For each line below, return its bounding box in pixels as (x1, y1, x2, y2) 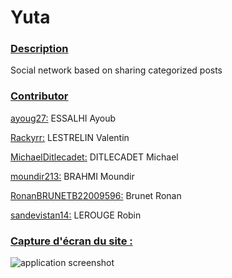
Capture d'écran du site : (10, 234, 133, 248)
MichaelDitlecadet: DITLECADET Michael (10, 151, 179, 163)
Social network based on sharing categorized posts (10, 64, 223, 76)
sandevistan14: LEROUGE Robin (10, 209, 142, 221)
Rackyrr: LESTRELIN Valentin (10, 131, 130, 143)
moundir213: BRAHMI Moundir (10, 170, 135, 182)
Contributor (10, 89, 69, 103)
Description (10, 42, 69, 56)
